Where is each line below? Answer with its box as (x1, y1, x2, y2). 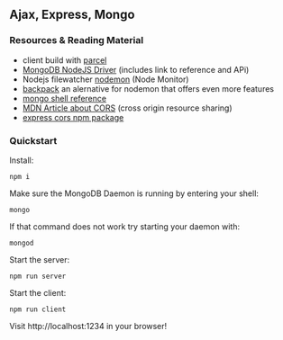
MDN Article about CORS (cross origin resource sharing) (22, 103, 233, 113)
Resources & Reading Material (9, 34, 144, 47)
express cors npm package (22, 112, 124, 122)
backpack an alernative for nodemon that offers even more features (22, 83, 275, 94)
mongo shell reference (22, 93, 106, 103)
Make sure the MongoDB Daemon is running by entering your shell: (9, 188, 260, 199)
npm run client (9, 305, 67, 314)
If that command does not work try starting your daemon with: (9, 220, 241, 232)
